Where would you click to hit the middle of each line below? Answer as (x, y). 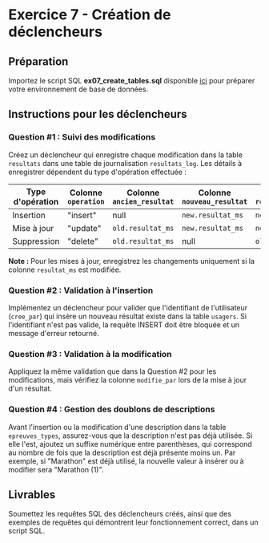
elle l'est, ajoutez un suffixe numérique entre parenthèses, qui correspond (130, 444)
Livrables (32, 494)
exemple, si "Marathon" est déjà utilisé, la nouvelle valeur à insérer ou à (126, 461)
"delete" (83, 241)
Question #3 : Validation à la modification (90, 354)
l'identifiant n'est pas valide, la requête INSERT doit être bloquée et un (124, 324)
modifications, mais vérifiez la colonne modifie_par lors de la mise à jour (128, 380)
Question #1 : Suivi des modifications (82, 137)
